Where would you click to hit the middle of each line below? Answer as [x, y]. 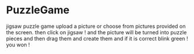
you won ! [18, 45]
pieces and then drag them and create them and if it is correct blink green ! [97, 38]
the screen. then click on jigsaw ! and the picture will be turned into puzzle [96, 32]
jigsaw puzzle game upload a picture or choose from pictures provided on [96, 26]
